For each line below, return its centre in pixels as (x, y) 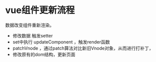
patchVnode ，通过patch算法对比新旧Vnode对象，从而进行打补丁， (83, 48)
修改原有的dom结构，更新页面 (44, 54)
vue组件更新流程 (40, 10)
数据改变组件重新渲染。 (30, 25)
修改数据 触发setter (33, 35)
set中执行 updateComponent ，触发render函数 (61, 42)
